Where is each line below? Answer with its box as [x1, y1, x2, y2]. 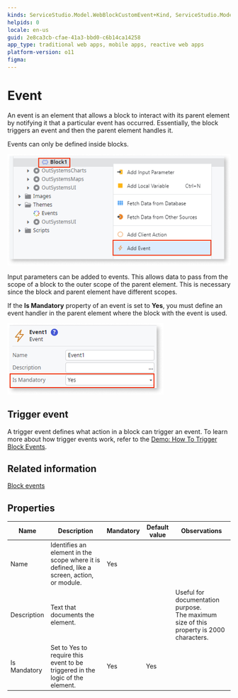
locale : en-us [7, 26, 50, 33]
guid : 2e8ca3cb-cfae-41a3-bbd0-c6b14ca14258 [7, 34, 141, 41]
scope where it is [50, 556, 101, 564]
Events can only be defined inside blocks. [7, 139, 129, 148]
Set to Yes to [50, 643, 88, 651]
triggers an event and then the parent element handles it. [7, 126, 174, 135]
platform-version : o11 [7, 49, 74, 56]
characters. [175, 634, 209, 642]
